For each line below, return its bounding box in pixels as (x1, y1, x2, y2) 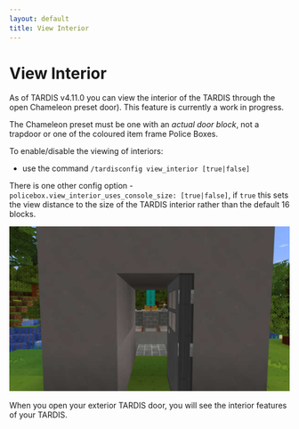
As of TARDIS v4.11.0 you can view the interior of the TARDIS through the (9, 93, 276, 103)
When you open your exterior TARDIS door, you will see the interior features (9, 401, 287, 411)
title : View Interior (9, 23, 90, 33)
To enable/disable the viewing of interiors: (9, 146, 164, 157)
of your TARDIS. (9, 409, 69, 420)
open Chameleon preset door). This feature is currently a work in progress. (9, 102, 285, 113)
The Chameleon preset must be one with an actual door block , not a (9, 119, 260, 130)
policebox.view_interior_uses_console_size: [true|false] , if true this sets (9, 190, 289, 200)
